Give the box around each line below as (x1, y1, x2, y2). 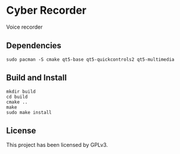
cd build (6, 94, 28, 100)
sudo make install (6, 109, 52, 115)
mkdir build (6, 88, 36, 94)
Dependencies (6, 41, 61, 51)
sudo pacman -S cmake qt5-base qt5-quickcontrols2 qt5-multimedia (6, 56, 175, 63)
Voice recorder (6, 23, 43, 30)
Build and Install (6, 73, 67, 83)
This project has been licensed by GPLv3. (6, 141, 108, 149)
